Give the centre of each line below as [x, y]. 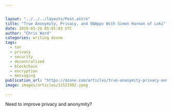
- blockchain [24, 66]
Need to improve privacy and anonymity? [49, 104]
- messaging [23, 76]
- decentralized [27, 62]
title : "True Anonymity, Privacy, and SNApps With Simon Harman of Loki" [86, 23]
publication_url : [24, 80]
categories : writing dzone [34, 38]
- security [21, 57]
